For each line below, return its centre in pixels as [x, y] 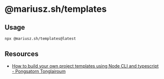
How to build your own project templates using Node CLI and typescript [85, 66]
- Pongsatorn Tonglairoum [39, 71]
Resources [22, 54]
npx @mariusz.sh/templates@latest [41, 39]
